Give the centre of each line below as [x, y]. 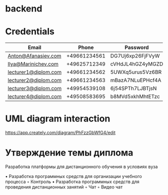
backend [24, 9]
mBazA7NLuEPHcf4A [136, 80]
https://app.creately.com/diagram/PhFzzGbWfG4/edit [60, 132]
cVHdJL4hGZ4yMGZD [137, 64]
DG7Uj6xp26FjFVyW [135, 56]
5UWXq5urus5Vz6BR [136, 72]
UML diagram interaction [58, 119]
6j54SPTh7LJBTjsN [133, 88]
